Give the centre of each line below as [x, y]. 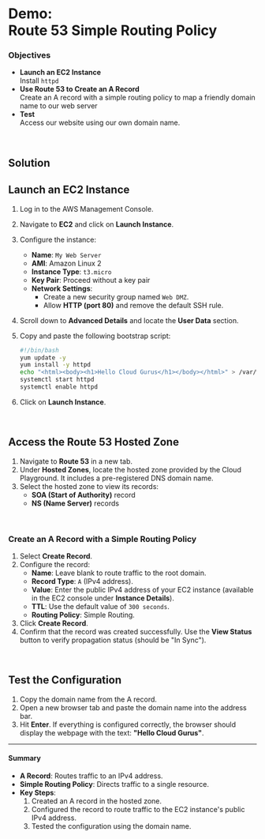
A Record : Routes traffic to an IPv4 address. [91, 776]
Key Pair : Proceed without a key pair [91, 280]
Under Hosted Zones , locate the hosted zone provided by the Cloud [131, 469]
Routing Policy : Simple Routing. [83, 615]
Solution [29, 163]
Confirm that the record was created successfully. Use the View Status [136, 632]
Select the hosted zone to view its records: [89, 486]
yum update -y [43, 357]
